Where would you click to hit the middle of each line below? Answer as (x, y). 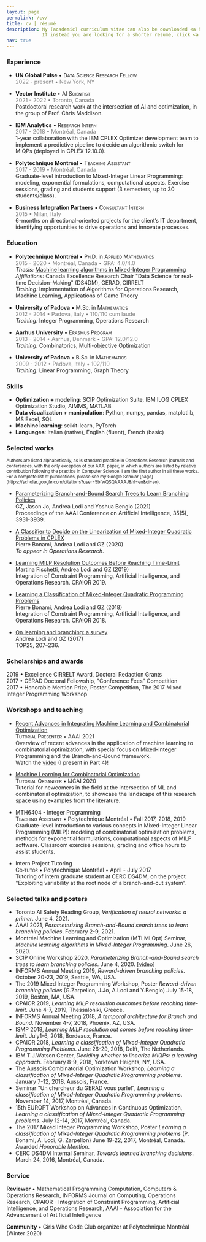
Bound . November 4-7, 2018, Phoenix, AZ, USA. (75, 1023)
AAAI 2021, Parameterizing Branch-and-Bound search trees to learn (102, 925)
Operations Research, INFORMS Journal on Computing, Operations (91, 1195)
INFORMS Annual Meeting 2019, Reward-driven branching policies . (100, 971)
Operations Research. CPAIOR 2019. (61, 583)
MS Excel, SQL (34, 419)
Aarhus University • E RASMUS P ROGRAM (63, 332)
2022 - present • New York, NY (55, 82)
